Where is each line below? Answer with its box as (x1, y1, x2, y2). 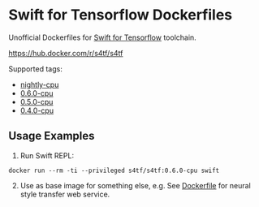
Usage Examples (8, 129, 95, 143)
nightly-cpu (19, 80, 59, 89)
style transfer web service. (19, 189, 110, 199)
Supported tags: (8, 63, 63, 74)
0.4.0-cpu (19, 106, 54, 115)
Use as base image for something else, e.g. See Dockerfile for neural (19, 180, 252, 190)
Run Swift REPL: (19, 150, 75, 160)
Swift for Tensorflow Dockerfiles (8, 6, 233, 24)
